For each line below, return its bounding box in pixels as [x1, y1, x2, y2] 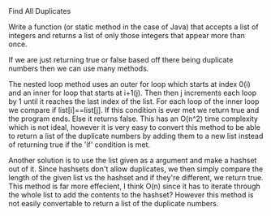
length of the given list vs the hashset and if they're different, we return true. [8, 173, 264, 182]
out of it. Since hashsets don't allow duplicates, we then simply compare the [8, 164, 264, 174]
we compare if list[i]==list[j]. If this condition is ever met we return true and [8, 106, 260, 114]
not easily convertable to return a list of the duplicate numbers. [8, 199, 219, 208]
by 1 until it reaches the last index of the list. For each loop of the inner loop [8, 97, 260, 106]
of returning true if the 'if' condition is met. [8, 140, 151, 149]
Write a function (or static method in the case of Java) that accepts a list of [8, 22, 259, 32]
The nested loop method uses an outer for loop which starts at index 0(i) [8, 80, 251, 89]
